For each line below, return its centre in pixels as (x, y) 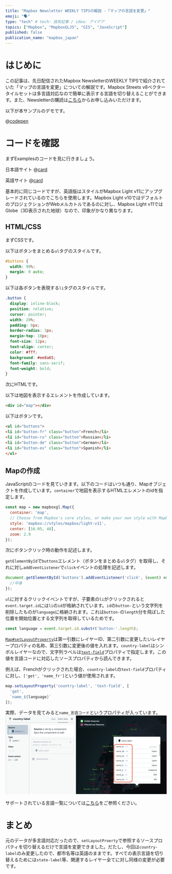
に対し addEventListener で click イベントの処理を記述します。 (74, 567)
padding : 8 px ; (25, 325)
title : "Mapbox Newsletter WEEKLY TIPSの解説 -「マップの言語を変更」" (78, 11)
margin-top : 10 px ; (30, 336)
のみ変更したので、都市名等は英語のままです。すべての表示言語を (86, 853)
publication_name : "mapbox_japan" (42, 38)
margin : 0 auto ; (27, 272)
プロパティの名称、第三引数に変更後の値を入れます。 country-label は (82, 645)
